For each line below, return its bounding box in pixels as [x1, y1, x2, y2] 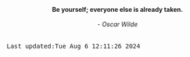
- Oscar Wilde [97, 20, 138, 28]
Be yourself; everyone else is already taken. [51, 6, 184, 13]
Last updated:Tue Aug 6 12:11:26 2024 [6, 42, 141, 50]
